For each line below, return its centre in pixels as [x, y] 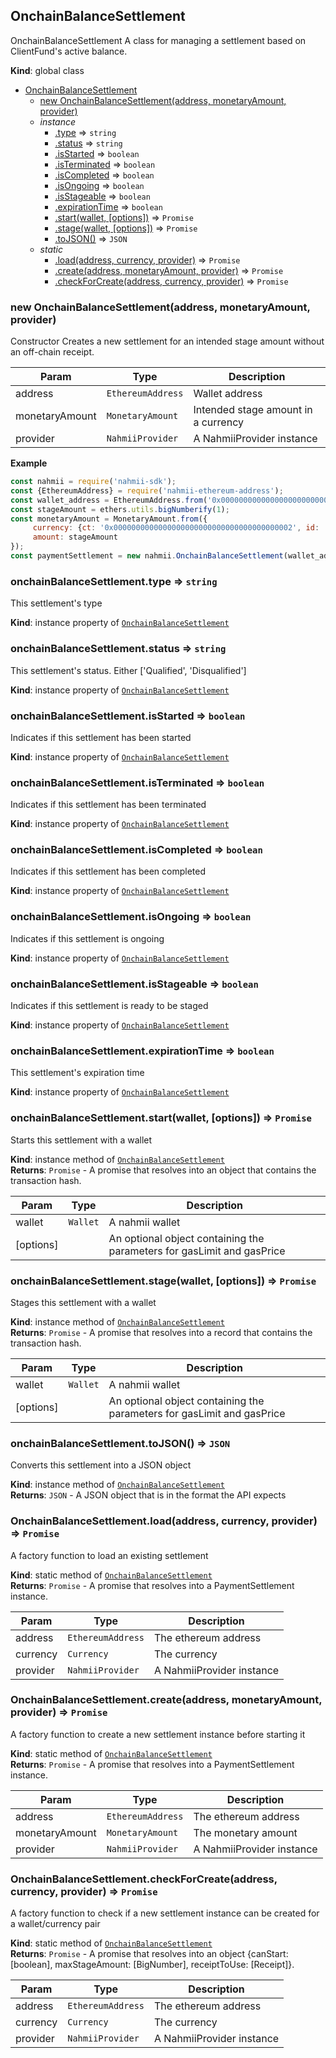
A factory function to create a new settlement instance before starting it [158, 1734]
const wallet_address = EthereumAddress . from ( [109, 500]
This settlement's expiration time [77, 1073]
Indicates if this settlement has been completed [108, 871]
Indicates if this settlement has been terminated [108, 805]
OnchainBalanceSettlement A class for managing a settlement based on [158, 40]
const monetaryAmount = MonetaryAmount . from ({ [109, 519]
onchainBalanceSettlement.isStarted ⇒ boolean [128, 716]
